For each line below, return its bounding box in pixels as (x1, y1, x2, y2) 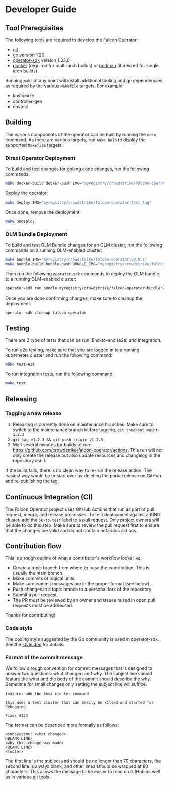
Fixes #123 (5, 713, 28, 718)
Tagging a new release (5, 410, 62, 417)
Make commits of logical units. (12, 575, 76, 581)
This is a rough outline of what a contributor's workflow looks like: (5, 555, 142, 561)
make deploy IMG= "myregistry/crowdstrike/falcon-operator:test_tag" (5, 200, 152, 205)
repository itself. (12, 457, 47, 463)
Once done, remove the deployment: (5, 209, 81, 215)
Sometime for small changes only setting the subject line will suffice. (5, 681, 147, 687)
